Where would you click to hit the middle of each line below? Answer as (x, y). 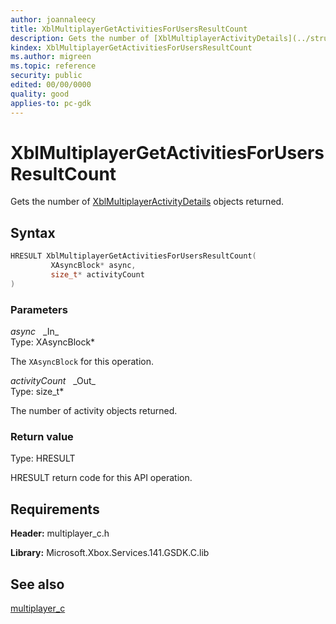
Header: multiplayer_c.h (60, 533)
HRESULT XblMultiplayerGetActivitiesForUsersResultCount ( (133, 256)
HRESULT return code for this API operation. (101, 478)
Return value (42, 436)
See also (37, 584)
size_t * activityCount (97, 275)
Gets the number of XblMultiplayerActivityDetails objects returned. (147, 202)
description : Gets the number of (80, 38)
